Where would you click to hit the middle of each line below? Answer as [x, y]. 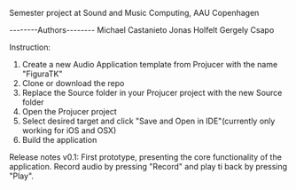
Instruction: [30, 47]
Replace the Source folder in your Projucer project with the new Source [152, 93]
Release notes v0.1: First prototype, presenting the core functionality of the [145, 157]
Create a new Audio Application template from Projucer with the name [150, 64]
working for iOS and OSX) [69, 131]
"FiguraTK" [42, 74]
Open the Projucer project [69, 111]
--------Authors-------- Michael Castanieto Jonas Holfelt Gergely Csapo [142, 30]
